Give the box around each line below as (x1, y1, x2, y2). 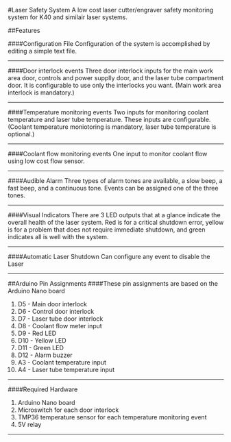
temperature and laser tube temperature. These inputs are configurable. (8, 116, 211, 123)
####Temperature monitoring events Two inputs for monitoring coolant (8, 108, 209, 116)
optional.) (8, 130, 35, 138)
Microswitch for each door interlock (17, 406, 119, 414)
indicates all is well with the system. (8, 233, 109, 241)
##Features (8, 27, 40, 34)
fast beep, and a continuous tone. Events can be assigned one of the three (8, 184, 219, 192)
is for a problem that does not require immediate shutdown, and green (8, 225, 206, 234)
